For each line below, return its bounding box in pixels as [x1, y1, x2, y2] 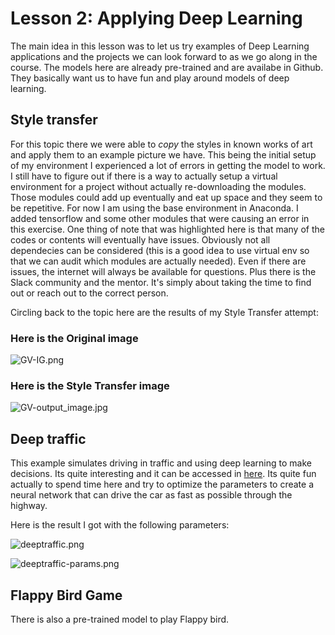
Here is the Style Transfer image [10, 378, 170, 392]
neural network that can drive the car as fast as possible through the [10, 489, 293, 501]
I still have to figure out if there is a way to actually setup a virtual [10, 170, 278, 182]
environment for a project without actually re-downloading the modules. [10, 180, 307, 192]
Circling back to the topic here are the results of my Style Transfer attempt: [10, 306, 319, 318]
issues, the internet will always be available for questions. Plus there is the [10, 265, 317, 277]
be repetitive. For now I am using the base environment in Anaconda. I [10, 202, 299, 214]
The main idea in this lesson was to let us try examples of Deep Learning [10, 40, 310, 52]
